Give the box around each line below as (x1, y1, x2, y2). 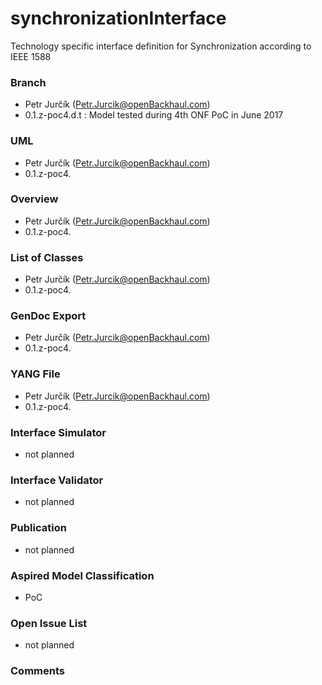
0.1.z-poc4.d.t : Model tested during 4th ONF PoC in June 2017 (24, 109, 284, 121)
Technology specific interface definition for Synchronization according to (10, 40, 312, 52)
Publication (10, 521, 67, 535)
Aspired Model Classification (10, 568, 155, 582)
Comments (10, 664, 65, 678)
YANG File (10, 367, 61, 381)
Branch (10, 75, 47, 89)
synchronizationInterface (10, 7, 227, 30)
